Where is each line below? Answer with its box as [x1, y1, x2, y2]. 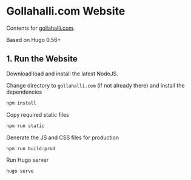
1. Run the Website [6, 54, 78, 64]
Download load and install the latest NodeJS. [6, 70, 118, 77]
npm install [6, 100, 36, 106]
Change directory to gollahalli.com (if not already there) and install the [6, 81, 185, 89]
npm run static [6, 123, 45, 129]
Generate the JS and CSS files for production [6, 134, 119, 141]
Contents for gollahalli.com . [6, 24, 75, 32]
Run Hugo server [6, 156, 49, 164]
